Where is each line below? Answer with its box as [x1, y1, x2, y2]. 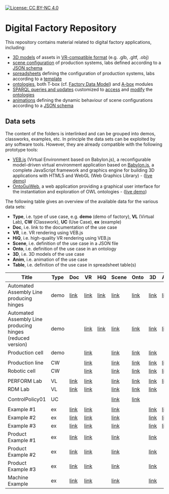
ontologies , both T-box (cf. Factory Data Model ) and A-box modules [12, 81, 153, 87]
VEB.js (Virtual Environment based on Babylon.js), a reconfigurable [12, 156, 151, 162]
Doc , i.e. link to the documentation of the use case [12, 224, 117, 230]
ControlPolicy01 [8, 396, 46, 403]
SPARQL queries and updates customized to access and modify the [12, 86, 153, 92]
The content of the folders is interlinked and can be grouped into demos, [5, 130, 156, 136]
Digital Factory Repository [5, 23, 117, 34]
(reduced [8, 335, 30, 342]
